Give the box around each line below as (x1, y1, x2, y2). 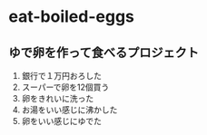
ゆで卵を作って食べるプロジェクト (8, 44, 199, 60)
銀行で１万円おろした (21, 71, 102, 81)
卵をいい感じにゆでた (21, 116, 102, 126)
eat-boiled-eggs (8, 6, 135, 27)
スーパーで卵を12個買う (21, 82, 110, 92)
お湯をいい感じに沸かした (21, 104, 118, 115)
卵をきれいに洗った (21, 93, 94, 103)
